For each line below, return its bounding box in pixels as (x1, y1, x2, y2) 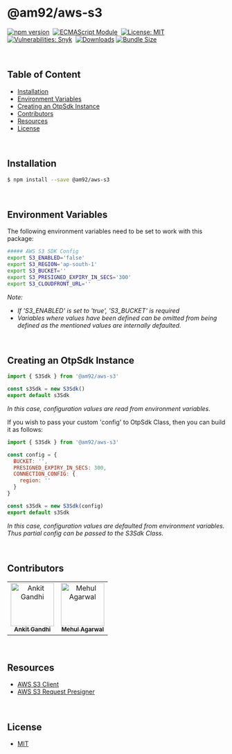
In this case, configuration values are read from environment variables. (7, 404, 211, 412)
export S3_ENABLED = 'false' (7, 255, 85, 262)
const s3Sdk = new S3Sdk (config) (7, 502, 104, 510)
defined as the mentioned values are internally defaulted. (17, 321, 181, 329)
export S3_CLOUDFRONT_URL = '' (7, 280, 91, 287)
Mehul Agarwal (61, 626, 105, 633)
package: (7, 235, 34, 243)
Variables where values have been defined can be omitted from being (17, 314, 217, 322)
